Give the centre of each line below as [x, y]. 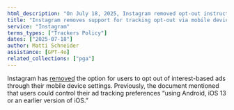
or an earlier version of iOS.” [48, 100]
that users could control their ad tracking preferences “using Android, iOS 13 [117, 93]
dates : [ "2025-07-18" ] [40, 39]
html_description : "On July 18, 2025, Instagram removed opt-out [104, 13]
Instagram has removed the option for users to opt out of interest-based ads [117, 78]
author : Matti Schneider [43, 46]
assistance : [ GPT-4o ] [39, 53]
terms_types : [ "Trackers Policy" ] [57, 33]
